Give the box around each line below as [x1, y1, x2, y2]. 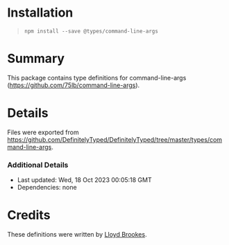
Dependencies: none [17, 183, 78, 192]
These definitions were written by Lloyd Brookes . [7, 230, 147, 239]
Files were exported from [7, 128, 79, 136]
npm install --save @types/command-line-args [24, 28, 158, 35]
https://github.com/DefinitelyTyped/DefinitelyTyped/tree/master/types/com [7, 135, 223, 143]
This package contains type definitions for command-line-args [7, 73, 187, 82]
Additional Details [7, 160, 69, 170]
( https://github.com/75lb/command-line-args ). [7, 81, 140, 89]
